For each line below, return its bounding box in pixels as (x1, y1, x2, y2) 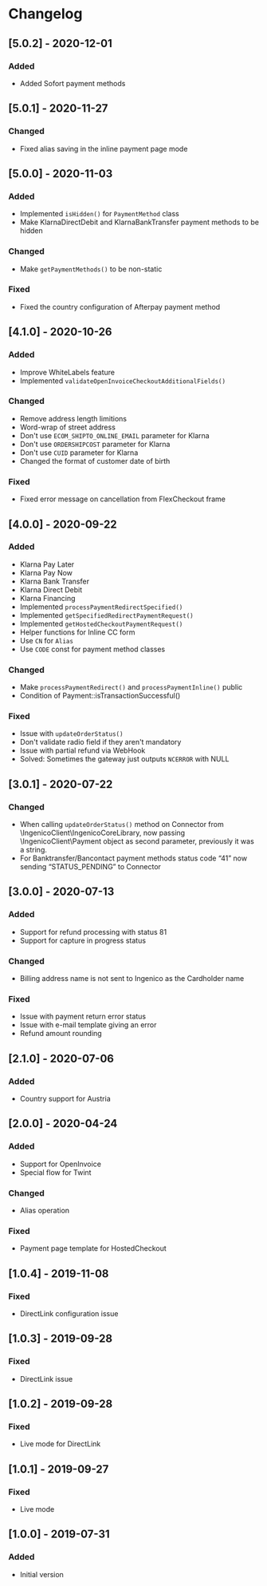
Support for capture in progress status (19, 935, 146, 945)
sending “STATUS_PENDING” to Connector (19, 862, 162, 872)
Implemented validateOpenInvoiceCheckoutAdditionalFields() (19, 376, 226, 386)
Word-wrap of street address (19, 422, 116, 432)
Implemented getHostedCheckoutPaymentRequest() (19, 619, 183, 628)
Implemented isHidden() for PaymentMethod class (19, 209, 179, 219)
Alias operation (19, 1206, 70, 1216)
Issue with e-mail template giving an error (19, 1020, 157, 1030)
